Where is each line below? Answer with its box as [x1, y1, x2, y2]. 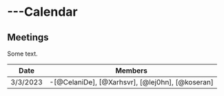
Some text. [7, 49, 38, 58]
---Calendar [7, 4, 78, 20]
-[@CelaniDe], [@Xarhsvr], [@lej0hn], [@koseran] [49, 77, 214, 86]
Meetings [7, 32, 50, 43]
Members [115, 66, 148, 75]
